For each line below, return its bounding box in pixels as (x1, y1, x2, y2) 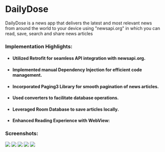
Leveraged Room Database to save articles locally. (12, 106, 119, 112)
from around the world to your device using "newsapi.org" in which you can (5, 25, 161, 31)
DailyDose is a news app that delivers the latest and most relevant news (5, 20, 153, 26)
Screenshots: (5, 130, 39, 137)
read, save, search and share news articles (5, 30, 93, 36)
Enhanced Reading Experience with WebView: (12, 118, 110, 124)
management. (12, 72, 42, 78)
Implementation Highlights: (5, 43, 73, 50)
